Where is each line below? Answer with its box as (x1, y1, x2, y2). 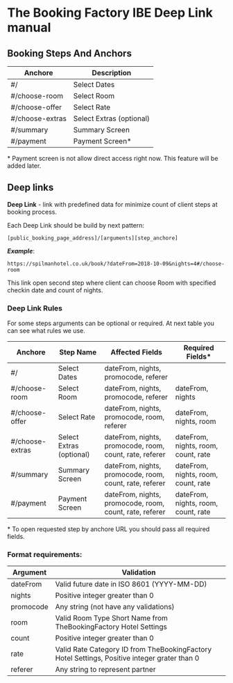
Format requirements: (7, 550, 83, 560)
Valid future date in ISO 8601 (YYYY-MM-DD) (55, 579, 207, 589)
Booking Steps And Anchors (7, 47, 132, 59)
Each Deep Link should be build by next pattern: (7, 221, 144, 229)
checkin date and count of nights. (7, 285, 103, 294)
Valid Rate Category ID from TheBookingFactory (55, 645, 212, 654)
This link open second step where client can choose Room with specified (7, 278, 216, 287)
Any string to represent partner (55, 665, 156, 675)
